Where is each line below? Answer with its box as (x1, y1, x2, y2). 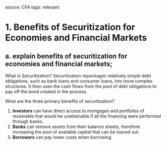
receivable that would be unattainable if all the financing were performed (12, 113, 161, 119)
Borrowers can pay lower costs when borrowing (12, 134, 111, 140)
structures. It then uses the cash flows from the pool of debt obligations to (5, 83, 157, 89)
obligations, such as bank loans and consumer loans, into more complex (5, 78, 153, 84)
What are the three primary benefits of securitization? (5, 98, 115, 104)
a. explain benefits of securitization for (5, 52, 127, 60)
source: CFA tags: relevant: (5, 4, 60, 10)
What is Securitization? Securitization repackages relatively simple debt (5, 73, 151, 78)
